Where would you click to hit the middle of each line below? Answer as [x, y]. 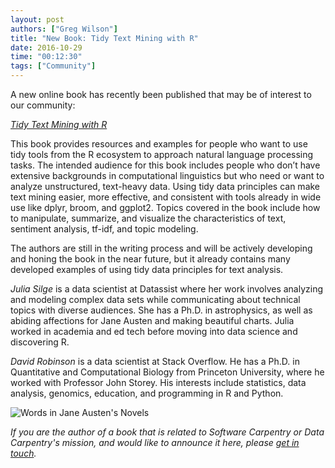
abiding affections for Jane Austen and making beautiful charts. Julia [152, 320]
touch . [23, 453]
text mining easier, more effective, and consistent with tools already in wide [166, 197]
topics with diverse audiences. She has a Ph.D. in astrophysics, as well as [161, 310]
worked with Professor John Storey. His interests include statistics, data [158, 382]
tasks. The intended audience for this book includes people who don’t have [165, 165]
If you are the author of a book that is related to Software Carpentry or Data [167, 432]
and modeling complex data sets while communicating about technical [155, 299]
